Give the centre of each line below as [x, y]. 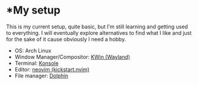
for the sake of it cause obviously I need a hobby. [66, 39]
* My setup [33, 10]
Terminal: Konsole [37, 63]
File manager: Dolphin [41, 76]
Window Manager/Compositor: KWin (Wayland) [72, 57]
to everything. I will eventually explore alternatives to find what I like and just [99, 32]
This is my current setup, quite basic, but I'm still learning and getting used [97, 27]
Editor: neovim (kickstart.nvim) [52, 69]
